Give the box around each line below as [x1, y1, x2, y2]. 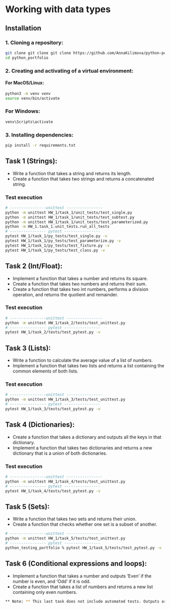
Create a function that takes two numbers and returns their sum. [12, 281, 147, 287]
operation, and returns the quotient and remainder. [12, 291, 118, 297]
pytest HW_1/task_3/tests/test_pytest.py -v [5, 407, 101, 412]
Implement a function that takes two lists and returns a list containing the [12, 363, 164, 369]
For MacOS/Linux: [5, 80, 45, 86]
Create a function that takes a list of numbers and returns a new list [12, 584, 153, 590]
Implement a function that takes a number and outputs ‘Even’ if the [12, 572, 152, 579]
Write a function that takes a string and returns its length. [12, 170, 132, 176]
